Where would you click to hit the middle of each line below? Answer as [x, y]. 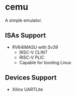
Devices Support [31, 78]
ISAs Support [25, 35]
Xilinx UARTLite [28, 89]
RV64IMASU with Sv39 [35, 47]
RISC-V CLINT [33, 52]
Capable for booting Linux [45, 62]
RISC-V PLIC [32, 57]
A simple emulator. [23, 20]
